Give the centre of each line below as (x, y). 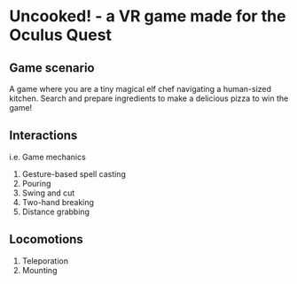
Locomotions (47, 239)
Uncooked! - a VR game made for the (148, 16)
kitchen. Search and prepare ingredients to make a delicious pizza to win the (149, 98)
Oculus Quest (61, 35)
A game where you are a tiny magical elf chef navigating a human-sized (141, 89)
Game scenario (52, 68)
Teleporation (45, 261)
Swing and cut (48, 193)
